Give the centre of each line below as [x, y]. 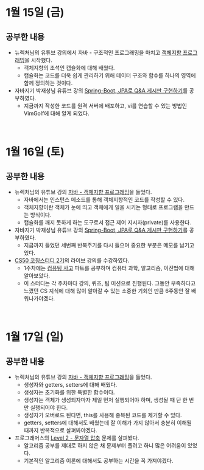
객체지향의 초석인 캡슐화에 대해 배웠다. [69, 68]
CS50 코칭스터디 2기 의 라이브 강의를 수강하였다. [72, 260]
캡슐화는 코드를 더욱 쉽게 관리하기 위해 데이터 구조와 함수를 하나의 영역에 [110, 75]
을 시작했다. [38, 60]
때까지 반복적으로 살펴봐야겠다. [60, 430]
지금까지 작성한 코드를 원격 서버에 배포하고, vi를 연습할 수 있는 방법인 [105, 106]
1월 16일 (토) [35, 152]
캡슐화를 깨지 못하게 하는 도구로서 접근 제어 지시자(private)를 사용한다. [107, 222]
